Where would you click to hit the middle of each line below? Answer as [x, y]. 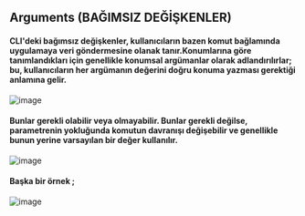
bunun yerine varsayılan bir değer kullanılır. [94, 140]
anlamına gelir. [38, 79]
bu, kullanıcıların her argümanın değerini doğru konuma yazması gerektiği [152, 69]
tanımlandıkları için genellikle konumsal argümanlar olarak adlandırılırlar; [151, 60]
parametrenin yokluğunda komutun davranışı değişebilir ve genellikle [144, 130]
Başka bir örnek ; [42, 181]
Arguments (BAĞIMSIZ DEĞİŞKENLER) [121, 18]
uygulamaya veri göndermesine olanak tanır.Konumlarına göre [131, 50]
